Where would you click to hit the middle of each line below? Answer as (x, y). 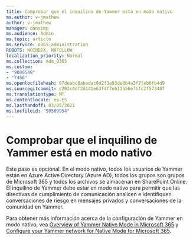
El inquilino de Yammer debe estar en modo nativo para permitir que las (93, 188)
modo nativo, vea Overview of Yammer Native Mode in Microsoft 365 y (92, 225)
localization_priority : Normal (45, 56)
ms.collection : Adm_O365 (37, 61)
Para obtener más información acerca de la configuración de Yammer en (94, 218)
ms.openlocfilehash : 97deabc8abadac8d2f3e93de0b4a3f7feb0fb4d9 (86, 84)
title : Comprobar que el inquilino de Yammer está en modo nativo (89, 12)
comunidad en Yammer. (35, 207)
